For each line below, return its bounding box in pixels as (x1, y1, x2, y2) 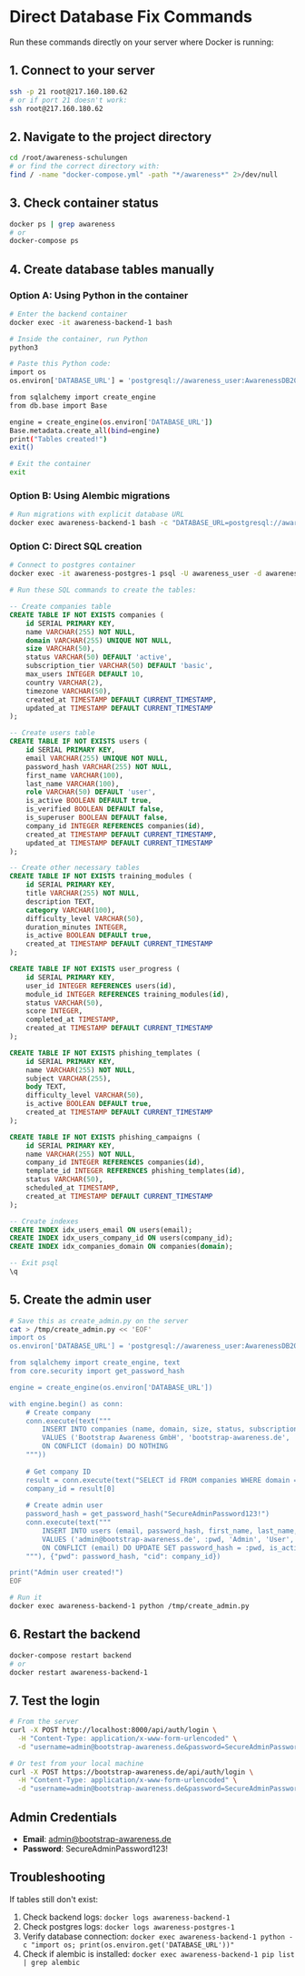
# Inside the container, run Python (9, 334, 148, 343)
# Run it (9, 1593, 43, 1603)
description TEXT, (25, 897, 95, 907)
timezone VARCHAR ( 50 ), (25, 686, 112, 695)
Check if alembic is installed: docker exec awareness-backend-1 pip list (22, 1948, 295, 1959)
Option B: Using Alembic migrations (9, 489, 171, 502)
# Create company (25, 1408, 92, 1417)
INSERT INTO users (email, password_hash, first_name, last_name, (42, 1526, 299, 1535)
